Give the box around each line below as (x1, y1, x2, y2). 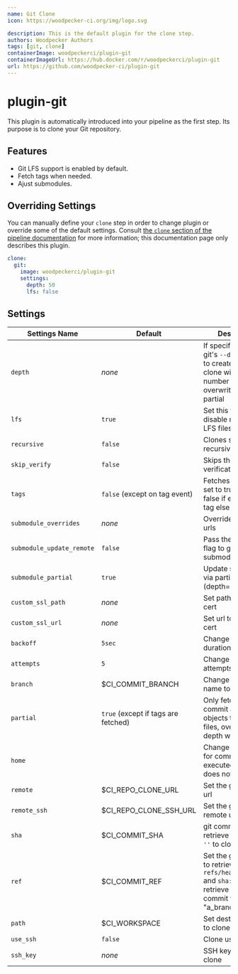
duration (203, 643, 232, 653)
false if (203, 493, 226, 503)
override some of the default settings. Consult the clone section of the (7, 226, 212, 235)
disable (203, 414, 228, 424)
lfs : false (25, 288, 59, 295)
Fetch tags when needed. (17, 171, 92, 180)
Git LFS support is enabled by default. (17, 164, 129, 173)
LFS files (203, 424, 232, 434)
